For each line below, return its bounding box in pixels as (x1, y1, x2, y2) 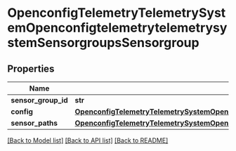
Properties (7, 63, 55, 74)
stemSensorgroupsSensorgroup (7, 35, 199, 51)
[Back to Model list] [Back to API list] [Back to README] (7, 136, 169, 145)
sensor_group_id (11, 96, 68, 105)
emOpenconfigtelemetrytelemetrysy (7, 20, 228, 36)
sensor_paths (11, 118, 58, 128)
